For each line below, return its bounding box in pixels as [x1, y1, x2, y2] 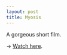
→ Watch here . [6, 42, 43, 50]
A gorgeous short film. [6, 30, 62, 38]
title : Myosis [6, 14, 42, 20]
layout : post [6, 8, 39, 15]
